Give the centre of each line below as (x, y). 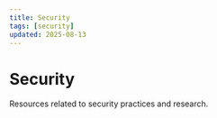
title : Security (40, 18)
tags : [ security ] (42, 26)
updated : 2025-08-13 (48, 34)
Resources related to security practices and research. (109, 104)
